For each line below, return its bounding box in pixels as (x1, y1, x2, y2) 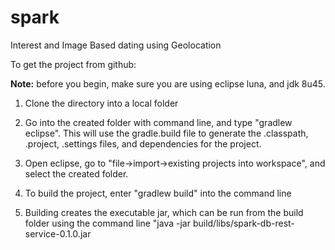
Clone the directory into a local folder (24, 97, 179, 109)
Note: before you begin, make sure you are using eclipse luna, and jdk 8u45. (10, 77, 326, 90)
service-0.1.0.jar (24, 227, 92, 240)
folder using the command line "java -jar (24, 217, 191, 229)
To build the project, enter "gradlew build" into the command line (24, 187, 292, 199)
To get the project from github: (10, 58, 137, 70)
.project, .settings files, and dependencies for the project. (24, 137, 262, 150)
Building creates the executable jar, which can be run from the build (24, 206, 304, 218)
